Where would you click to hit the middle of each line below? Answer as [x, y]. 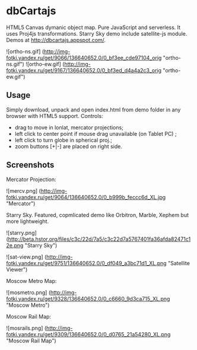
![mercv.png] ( [24, 190]
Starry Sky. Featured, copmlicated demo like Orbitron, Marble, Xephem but [97, 215]
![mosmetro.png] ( [28, 292]
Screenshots [30, 165]
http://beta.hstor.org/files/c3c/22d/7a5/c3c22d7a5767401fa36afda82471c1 [99, 239]
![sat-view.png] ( [26, 257]
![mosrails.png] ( [26, 328]
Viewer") [17, 269]
